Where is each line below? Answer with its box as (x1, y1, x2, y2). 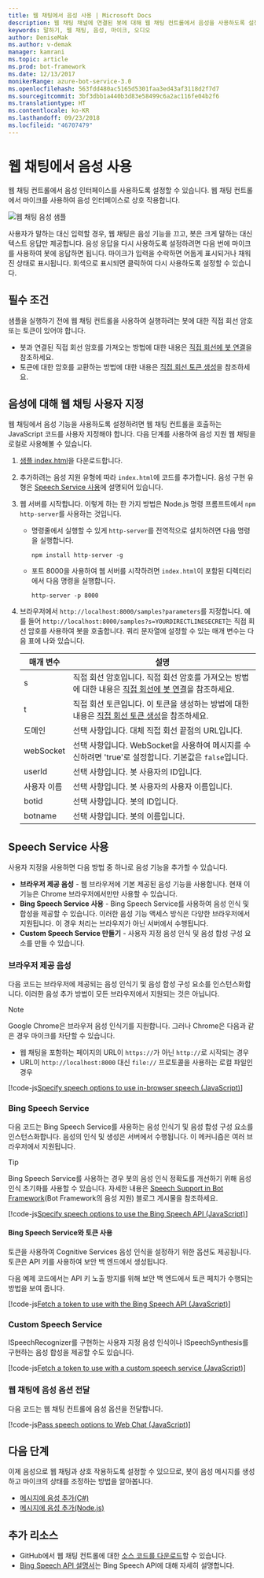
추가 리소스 (8, 1528, 59, 1542)
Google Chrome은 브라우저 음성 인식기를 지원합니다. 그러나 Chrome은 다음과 (8, 1021, 246, 1030)
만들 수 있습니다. (34, 938, 85, 948)
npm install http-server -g (31, 551, 123, 559)
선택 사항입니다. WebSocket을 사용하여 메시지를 (72, 740, 242, 751)
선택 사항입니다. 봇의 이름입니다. (72, 811, 185, 822)
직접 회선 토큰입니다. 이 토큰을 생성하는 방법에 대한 (72, 699, 249, 710)
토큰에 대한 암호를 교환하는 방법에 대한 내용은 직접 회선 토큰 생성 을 (19, 362, 223, 371)
